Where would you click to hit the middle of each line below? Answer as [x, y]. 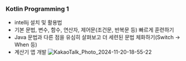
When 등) [26, 45]
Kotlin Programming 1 [37, 9]
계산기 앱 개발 [30, 52]
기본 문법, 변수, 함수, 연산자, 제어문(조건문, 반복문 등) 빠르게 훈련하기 [94, 30]
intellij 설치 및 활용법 [38, 23]
